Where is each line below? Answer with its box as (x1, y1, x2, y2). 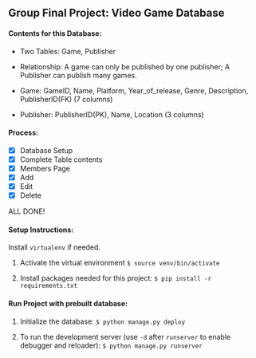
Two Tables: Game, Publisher (19, 46, 116, 56)
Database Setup (19, 145, 73, 155)
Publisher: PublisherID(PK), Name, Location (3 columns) (19, 109, 205, 119)
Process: (8, 128, 38, 138)
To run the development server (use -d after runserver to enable (19, 332, 231, 341)
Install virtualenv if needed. (8, 242, 101, 252)
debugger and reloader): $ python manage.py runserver (19, 340, 203, 350)
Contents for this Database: (8, 28, 102, 38)
